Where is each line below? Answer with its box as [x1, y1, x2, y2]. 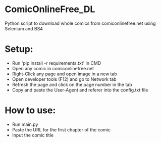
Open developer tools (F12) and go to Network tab [12, 76, 117, 82]
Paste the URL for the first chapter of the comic [12, 126, 111, 132]
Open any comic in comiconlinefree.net [12, 65, 94, 71]
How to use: [5, 105, 56, 116]
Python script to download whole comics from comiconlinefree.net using [5, 20, 156, 26]
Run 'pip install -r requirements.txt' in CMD [12, 60, 101, 66]
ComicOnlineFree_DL [5, 4, 95, 15]
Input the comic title [12, 132, 54, 138]
